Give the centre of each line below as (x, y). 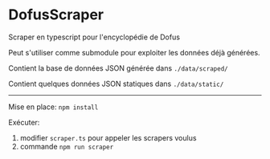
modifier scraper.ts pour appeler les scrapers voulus (108, 137)
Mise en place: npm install (53, 107)
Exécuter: (24, 122)
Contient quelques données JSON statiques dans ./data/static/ (116, 84)
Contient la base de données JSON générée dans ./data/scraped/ (118, 68)
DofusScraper (56, 15)
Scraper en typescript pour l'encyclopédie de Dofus (94, 37)
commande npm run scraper (67, 146)
